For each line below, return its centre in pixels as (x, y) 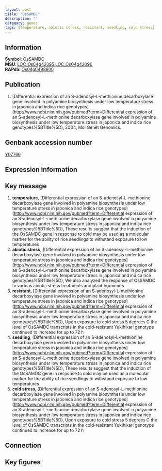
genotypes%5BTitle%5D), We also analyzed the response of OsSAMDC (84, 280)
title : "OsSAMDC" (23, 14)
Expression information (41, 169)
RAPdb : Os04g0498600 (30, 69)
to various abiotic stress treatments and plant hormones (68, 285)
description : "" (21, 18)
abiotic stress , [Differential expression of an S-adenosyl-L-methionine (82, 249)
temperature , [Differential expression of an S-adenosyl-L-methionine (81, 198)
